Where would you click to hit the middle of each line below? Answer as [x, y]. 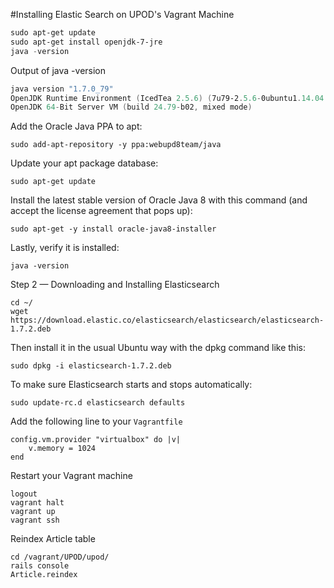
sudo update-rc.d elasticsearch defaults [98, 403]
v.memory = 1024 [62, 449]
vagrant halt [37, 503]
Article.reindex [44, 575]
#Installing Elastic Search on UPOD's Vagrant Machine [122, 14]
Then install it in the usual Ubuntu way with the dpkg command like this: [158, 348]
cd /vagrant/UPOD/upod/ [60, 557]
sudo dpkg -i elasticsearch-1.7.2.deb [91, 366]
